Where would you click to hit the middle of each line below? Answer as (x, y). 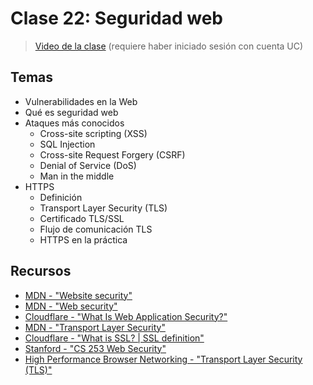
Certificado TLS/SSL (82, 218)
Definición (61, 197)
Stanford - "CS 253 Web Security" (95, 348)
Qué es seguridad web (71, 112)
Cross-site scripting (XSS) (93, 133)
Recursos (41, 271)
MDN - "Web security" (71, 306)
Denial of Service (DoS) (88, 165)
